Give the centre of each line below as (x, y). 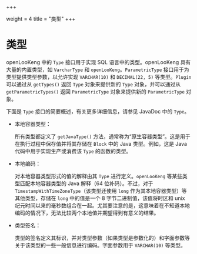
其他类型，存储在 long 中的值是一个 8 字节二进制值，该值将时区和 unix (100, 198)
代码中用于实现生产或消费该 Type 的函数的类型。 (73, 151)
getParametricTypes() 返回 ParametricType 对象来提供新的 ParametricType (96, 91)
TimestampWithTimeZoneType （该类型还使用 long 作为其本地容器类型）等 (101, 190)
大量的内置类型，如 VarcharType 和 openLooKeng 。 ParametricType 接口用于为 (98, 69)
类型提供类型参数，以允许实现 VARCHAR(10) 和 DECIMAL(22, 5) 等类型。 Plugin (99, 76)
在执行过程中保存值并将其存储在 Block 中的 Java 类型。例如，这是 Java (101, 143)
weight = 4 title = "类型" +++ (41, 19)
